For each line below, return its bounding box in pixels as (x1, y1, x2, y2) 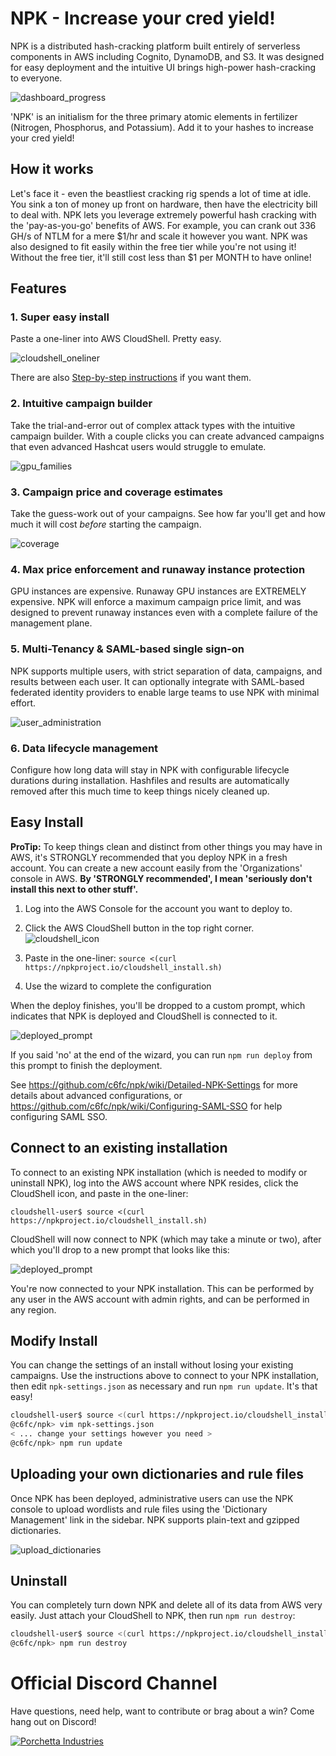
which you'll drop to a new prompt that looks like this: (10, 1243, 230, 1256)
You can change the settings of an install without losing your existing (10, 1359, 294, 1371)
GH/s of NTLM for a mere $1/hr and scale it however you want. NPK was (10, 230, 308, 242)
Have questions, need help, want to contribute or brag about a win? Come (10, 1705, 315, 1717)
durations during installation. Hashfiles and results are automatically (10, 774, 290, 786)
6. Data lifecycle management (10, 741, 159, 755)
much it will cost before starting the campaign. (10, 518, 202, 531)
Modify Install (10, 1332, 98, 1349)
